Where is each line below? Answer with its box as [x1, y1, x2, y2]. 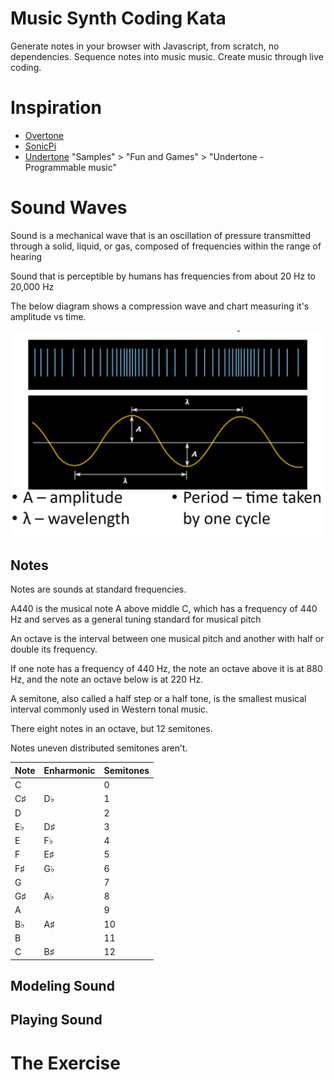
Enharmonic [43, 764, 96, 776]
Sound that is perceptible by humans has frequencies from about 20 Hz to [10, 270, 316, 282]
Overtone [24, 129, 65, 141]
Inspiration [10, 97, 102, 119]
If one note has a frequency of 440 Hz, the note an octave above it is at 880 [10, 663, 323, 675]
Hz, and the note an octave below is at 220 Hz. [10, 673, 204, 686]
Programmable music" [24, 161, 117, 173]
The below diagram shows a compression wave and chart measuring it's [10, 300, 310, 312]
